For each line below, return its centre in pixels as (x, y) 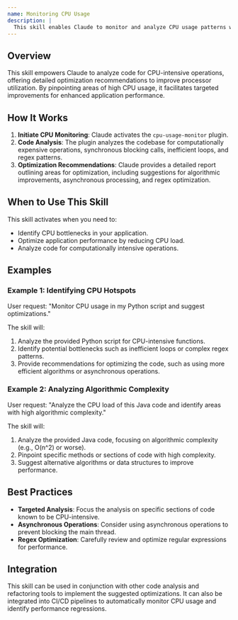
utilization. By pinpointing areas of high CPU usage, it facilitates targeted (113, 88)
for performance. (42, 547)
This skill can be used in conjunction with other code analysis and (103, 586)
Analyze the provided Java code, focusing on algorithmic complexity (118, 439)
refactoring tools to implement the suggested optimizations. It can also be (115, 594)
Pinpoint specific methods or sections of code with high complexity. (117, 455)
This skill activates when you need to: (62, 219)
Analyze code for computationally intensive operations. (98, 248)
